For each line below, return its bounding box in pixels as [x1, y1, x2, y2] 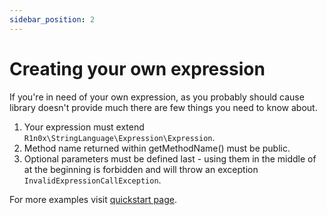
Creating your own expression [9, 57, 266, 80]
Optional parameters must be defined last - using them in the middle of [23, 152, 317, 165]
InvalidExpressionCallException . [23, 174, 162, 186]
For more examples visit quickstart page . [9, 193, 177, 205]
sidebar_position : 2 [9, 14, 96, 25]
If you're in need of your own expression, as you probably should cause [9, 91, 305, 103]
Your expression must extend [23, 121, 145, 133]
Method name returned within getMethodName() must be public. [23, 142, 291, 154]
